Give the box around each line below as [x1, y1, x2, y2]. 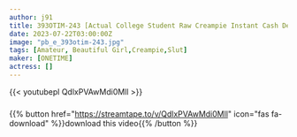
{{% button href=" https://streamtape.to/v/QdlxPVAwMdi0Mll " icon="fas [9, 108, 270, 119]
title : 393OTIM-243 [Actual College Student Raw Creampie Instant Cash [9, 21, 278, 30]
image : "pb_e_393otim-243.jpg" [9, 37, 125, 47]
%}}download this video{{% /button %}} [50, 118, 198, 128]
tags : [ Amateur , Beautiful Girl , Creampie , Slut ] [9, 46, 188, 55]
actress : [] [9, 63, 53, 72]
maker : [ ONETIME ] [9, 54, 73, 63]
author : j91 [9, 12, 53, 22]
